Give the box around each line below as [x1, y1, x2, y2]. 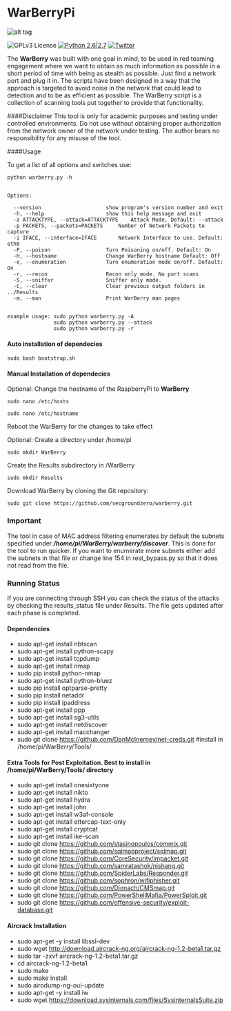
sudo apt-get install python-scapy [17, 647, 114, 655]
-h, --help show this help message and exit [13, 210, 202, 217]
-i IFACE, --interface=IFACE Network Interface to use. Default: [13, 234, 224, 241]
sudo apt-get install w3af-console [17, 810, 114, 819]
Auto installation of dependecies [7, 340, 103, 348]
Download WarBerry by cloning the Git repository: [7, 487, 149, 495]
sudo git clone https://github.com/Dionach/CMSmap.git [17, 884, 175, 892]
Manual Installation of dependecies [7, 369, 110, 378]
